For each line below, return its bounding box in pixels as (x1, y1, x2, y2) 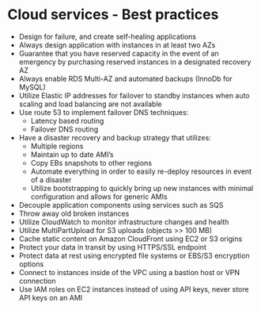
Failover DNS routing (30, 124, 99, 134)
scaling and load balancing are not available (18, 99, 163, 109)
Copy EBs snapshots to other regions (30, 158, 152, 167)
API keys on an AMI (18, 293, 83, 302)
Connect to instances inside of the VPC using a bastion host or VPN (18, 267, 240, 277)
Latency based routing (30, 116, 104, 125)
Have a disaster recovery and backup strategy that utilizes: (18, 132, 211, 142)
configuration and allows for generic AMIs (30, 192, 168, 201)
